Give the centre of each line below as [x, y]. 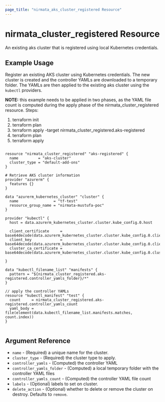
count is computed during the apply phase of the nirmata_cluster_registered [82, 105]
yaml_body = [22, 309]
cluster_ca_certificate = [36, 248]
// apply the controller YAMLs [37, 292]
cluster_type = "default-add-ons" [45, 162]
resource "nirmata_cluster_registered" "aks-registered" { [67, 154]
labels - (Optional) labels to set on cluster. [55, 384]
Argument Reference [38, 341]
